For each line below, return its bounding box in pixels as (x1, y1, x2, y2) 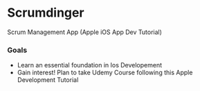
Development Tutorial (17, 76, 79, 84)
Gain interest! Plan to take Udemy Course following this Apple (17, 68, 193, 77)
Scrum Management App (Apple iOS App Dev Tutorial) (7, 28, 163, 36)
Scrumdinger (7, 5, 84, 21)
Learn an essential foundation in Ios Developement (17, 61, 163, 69)
